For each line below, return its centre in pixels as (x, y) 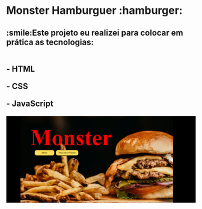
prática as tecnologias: (50, 42)
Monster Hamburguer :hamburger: (94, 11)
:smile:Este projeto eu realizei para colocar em (95, 33)
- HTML (20, 69)
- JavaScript (30, 103)
